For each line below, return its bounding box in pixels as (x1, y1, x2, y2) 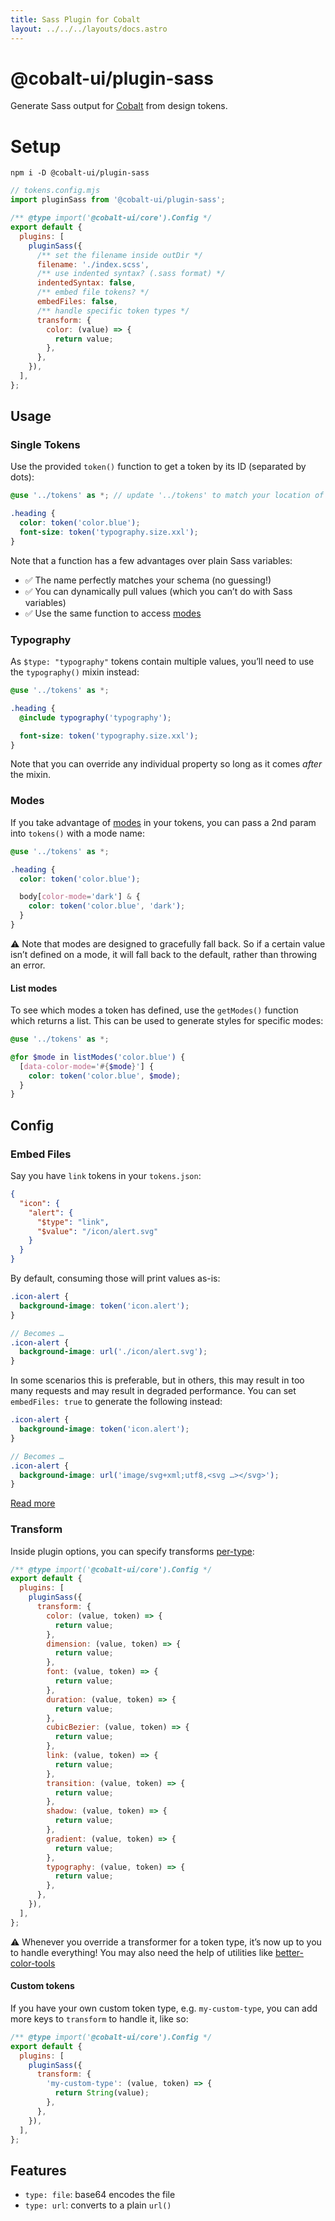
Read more (10, 1497, 56, 1510)
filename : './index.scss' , (36, 259, 150, 270)
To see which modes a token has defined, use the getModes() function (10, 1004, 299, 1016)
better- (274, 1946, 305, 1958)
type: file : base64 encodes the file (24, 2189, 176, 2201)
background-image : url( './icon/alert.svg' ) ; (19, 1347, 208, 1357)
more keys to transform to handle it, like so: (10, 2012, 189, 2025)
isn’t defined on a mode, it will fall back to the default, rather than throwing (10, 948, 318, 960)
